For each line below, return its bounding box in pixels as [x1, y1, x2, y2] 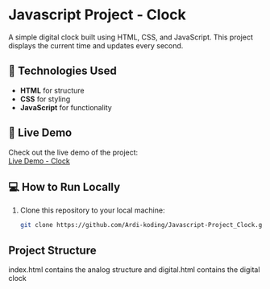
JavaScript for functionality [19, 102, 113, 112]
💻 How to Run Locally [8, 180, 121, 194]
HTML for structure [19, 85, 85, 95]
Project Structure [8, 243, 97, 257]
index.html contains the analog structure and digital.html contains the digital [8, 265, 260, 275]
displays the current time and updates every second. [8, 40, 184, 50]
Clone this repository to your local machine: [19, 205, 165, 215]
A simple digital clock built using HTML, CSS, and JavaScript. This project [8, 32, 254, 42]
